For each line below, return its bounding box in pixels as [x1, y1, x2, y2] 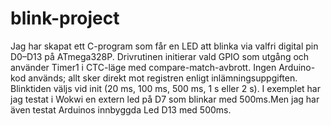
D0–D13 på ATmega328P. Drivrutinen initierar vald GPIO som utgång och [10, 50, 310, 62]
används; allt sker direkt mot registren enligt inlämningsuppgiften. [28, 72, 298, 84]
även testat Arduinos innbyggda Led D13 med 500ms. [10, 103, 232, 116]
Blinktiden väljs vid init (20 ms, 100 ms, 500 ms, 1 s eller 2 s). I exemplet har [10, 82, 321, 94]
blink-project [10, 7, 120, 30]
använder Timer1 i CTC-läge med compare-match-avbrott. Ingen [10, 61, 277, 73]
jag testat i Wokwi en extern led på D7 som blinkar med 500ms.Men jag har [10, 93, 320, 105]
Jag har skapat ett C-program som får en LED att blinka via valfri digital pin [10, 40, 319, 52]
